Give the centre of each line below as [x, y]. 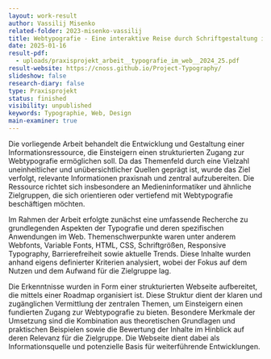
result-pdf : [28, 53]
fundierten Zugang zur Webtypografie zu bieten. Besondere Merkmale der [132, 312]
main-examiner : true [43, 121]
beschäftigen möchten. [47, 203]
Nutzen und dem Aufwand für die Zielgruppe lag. [90, 270]
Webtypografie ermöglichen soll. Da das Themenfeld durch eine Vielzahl [129, 161]
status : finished [38, 98]
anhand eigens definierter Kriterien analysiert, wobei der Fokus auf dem [128, 262]
